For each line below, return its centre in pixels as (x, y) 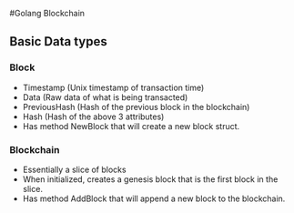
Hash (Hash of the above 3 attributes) (93, 117)
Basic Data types (58, 41)
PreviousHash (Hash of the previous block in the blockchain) (136, 106)
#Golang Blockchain (47, 13)
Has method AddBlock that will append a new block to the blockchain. (154, 198)
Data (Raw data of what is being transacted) (105, 97)
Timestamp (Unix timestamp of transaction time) (113, 87)
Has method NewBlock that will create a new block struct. (131, 126)
